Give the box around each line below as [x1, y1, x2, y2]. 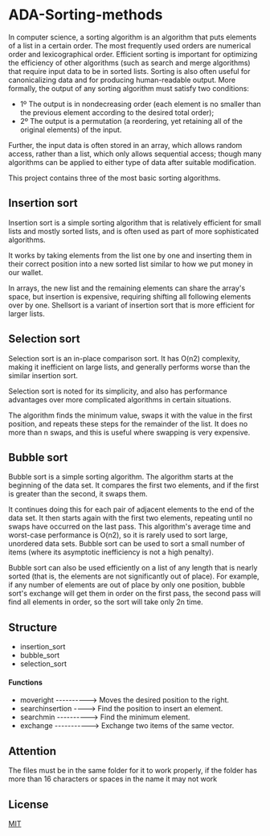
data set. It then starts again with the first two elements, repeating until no [8, 513, 253, 523]
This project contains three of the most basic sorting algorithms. [8, 173, 221, 183]
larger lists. [8, 308, 46, 319]
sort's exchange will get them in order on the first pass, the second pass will [8, 589, 261, 599]
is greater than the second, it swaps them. [8, 489, 148, 499]
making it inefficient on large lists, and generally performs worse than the [8, 362, 251, 372]
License [8, 797, 49, 811]
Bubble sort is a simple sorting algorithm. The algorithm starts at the [8, 472, 234, 482]
